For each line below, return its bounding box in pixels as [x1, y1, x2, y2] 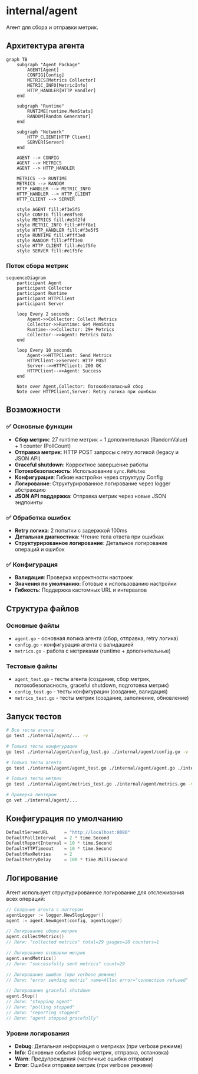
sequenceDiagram [6, 275, 46, 281]
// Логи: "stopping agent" [6, 999, 72, 1005]
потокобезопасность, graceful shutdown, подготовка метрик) [14, 682, 169, 689]
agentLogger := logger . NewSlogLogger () [6, 912, 104, 918]
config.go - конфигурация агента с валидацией [14, 641, 134, 648]
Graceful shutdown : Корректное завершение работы [14, 461, 148, 468]
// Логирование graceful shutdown [6, 988, 91, 994]
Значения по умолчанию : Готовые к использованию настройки [14, 580, 177, 588]
